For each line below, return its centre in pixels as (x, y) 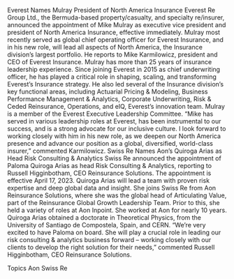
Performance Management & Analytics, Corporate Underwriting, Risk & (109, 99)
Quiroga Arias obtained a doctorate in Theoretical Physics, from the (104, 218)
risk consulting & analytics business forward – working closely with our (109, 240)
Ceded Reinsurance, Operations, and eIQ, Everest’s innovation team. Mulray (116, 106)
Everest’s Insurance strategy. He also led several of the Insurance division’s (116, 84)
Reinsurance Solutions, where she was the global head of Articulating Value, (117, 195)
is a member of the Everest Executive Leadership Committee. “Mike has (110, 114)
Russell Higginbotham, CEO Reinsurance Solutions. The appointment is (109, 173)
